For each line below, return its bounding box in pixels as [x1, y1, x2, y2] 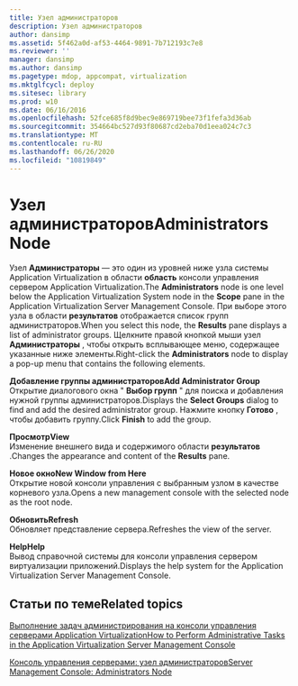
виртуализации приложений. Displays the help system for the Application [9, 561, 284, 572]
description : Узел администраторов [9, 22, 143, 31]
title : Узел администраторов [9, 13, 119, 23]
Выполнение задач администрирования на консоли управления [9, 620, 257, 631]
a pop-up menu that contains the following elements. [9, 358, 205, 370]
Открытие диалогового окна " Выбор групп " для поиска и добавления [9, 385, 284, 397]
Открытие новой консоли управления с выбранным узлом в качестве [9, 478, 279, 489]
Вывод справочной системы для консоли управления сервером [9, 551, 258, 562]
